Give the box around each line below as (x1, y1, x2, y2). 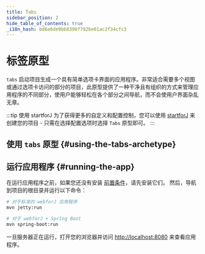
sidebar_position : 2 (6, 15, 59, 21)
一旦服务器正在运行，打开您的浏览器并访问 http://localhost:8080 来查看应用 (6, 233, 196, 241)
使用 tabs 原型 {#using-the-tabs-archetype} (6, 139, 176, 149)
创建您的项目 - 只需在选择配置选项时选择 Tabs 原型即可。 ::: (6, 119, 155, 127)
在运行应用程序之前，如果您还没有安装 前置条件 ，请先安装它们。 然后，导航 (6, 179, 196, 187)
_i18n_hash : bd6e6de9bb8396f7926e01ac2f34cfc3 (6, 26, 127, 32)
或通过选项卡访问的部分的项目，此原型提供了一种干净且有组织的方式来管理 (6, 83, 193, 91)
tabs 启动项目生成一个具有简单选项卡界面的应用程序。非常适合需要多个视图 (6, 76, 195, 83)
